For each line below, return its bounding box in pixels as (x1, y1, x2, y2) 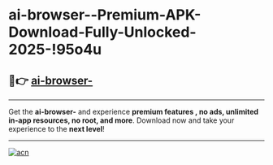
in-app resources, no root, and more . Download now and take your (8, 115, 235, 125)
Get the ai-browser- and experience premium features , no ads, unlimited (8, 107, 258, 116)
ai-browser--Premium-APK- (8, 6, 201, 24)
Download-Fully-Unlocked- (8, 23, 197, 41)
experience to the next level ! (8, 124, 106, 133)
